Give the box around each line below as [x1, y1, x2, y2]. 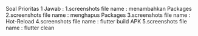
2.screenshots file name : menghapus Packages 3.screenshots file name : [5, 11, 191, 19]
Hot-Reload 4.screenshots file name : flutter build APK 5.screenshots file [5, 18, 188, 25]
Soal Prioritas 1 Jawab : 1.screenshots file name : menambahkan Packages [5, 5, 192, 12]
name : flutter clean [5, 24, 55, 31]
